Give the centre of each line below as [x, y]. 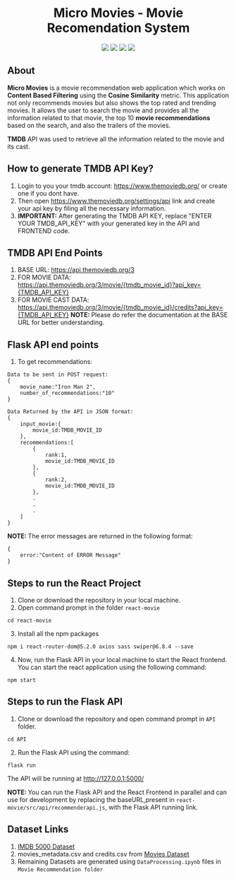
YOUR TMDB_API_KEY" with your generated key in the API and [108, 223]
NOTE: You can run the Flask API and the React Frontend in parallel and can [117, 792]
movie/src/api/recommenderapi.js [56, 808]
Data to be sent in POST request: [58, 375]
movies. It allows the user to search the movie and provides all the [103, 110]
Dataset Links [38, 829]
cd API [17, 739]
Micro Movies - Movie [118, 13]
